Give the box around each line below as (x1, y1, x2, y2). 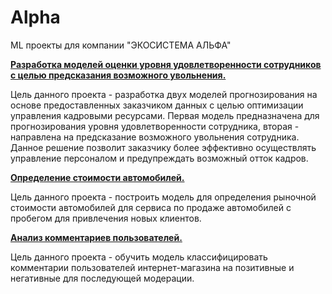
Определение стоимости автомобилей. (10, 171, 185, 183)
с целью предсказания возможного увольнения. (10, 69, 227, 81)
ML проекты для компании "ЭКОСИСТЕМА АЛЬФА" (10, 39, 232, 51)
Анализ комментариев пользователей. (10, 231, 183, 243)
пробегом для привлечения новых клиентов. (10, 212, 202, 224)
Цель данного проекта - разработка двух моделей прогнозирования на (10, 88, 318, 100)
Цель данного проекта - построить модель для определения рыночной (10, 191, 317, 203)
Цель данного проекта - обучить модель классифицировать (10, 251, 268, 263)
